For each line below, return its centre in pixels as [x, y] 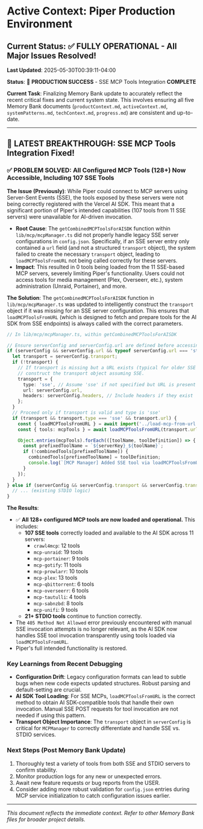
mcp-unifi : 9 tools [56, 610]
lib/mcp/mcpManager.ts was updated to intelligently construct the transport [100, 304]
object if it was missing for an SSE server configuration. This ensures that [98, 310]
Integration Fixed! [41, 153]
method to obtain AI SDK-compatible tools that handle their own [95, 703]
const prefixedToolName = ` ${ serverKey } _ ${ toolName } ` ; [93, 446]
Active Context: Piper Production [91, 11]
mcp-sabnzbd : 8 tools [58, 603]
